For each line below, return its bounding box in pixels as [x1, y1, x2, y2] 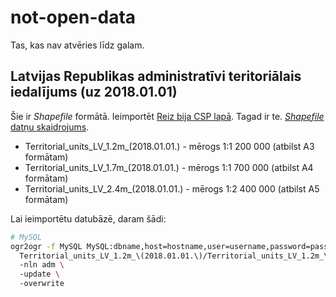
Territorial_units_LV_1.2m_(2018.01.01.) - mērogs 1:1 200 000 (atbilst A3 [24, 140, 315, 152]
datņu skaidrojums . [10, 121, 90, 133]
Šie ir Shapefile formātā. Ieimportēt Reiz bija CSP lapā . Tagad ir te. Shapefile [10, 110, 325, 122]
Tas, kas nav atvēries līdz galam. [10, 39, 145, 51]
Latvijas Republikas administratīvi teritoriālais [10, 68, 302, 85]
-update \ [19, 269, 60, 280]
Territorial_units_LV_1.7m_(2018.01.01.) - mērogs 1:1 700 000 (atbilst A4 [24, 161, 314, 173]
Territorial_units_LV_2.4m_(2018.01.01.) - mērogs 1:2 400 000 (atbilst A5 [24, 182, 320, 195]
